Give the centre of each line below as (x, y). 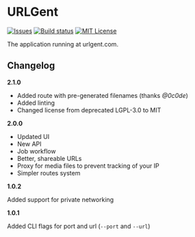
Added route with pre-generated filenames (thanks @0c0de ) (102, 95)
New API (29, 144)
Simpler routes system (49, 173)
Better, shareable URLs (49, 158)
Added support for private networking (61, 199)
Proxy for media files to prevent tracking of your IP (88, 166)
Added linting (36, 103)
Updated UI (33, 136)
